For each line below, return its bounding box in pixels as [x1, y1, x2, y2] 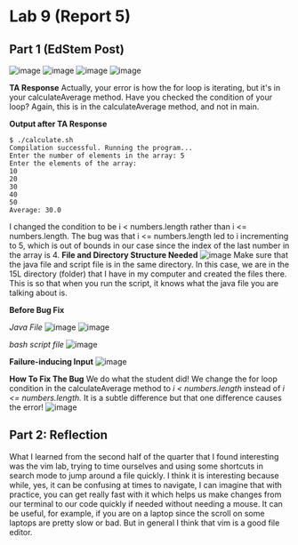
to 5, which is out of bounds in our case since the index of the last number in [9, 240, 290, 251]
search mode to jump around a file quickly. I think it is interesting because [9, 469, 279, 481]
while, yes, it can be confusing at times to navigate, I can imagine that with [9, 479, 283, 490]
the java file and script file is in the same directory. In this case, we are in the [9, 260, 290, 269]
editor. [9, 526, 33, 537]
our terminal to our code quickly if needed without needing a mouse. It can [9, 498, 283, 509]
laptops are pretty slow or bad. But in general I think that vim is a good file [9, 517, 280, 528]
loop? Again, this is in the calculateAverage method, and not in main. [9, 101, 260, 112]
